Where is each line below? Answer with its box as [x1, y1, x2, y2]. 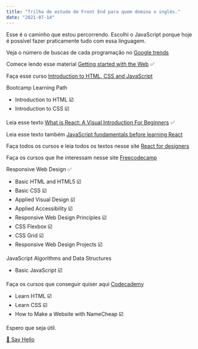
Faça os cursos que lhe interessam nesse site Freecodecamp [6, 154, 157, 161]
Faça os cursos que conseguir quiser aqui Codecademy [6, 280, 144, 287]
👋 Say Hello [6, 336, 35, 343]
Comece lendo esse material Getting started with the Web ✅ [6, 60, 155, 68]
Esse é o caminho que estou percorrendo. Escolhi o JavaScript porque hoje [6, 31, 193, 38]
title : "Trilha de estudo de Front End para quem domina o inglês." [6, 8, 181, 15]
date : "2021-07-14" [6, 14, 55, 20]
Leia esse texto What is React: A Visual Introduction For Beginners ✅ [6, 119, 175, 126]
